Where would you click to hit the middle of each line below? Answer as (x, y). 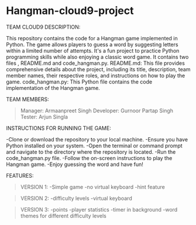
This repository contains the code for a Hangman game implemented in (92, 38)
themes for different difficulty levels (63, 216)
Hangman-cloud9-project (70, 11)
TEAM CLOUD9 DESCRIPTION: (43, 27)
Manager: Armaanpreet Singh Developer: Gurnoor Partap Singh (97, 110)
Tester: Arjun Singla (44, 117)
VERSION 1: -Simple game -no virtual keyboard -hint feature (92, 187)
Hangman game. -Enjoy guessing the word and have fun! (75, 164)
